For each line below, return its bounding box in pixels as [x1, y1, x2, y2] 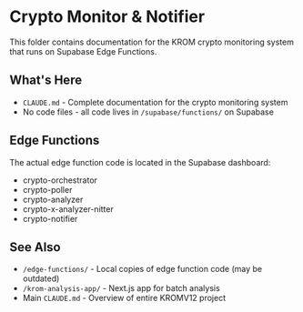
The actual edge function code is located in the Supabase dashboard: [9, 156, 271, 167]
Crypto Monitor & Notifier [9, 6, 206, 27]
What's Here [9, 73, 83, 88]
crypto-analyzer [22, 194, 84, 205]
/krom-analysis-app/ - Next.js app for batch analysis [22, 283, 220, 294]
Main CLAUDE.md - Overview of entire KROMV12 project [22, 293, 226, 304]
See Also [9, 239, 61, 255]
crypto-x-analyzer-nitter [22, 203, 114, 215]
